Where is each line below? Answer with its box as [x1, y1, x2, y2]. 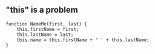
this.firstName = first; [16, 26, 79, 32]
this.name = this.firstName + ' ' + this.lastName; [16, 36, 150, 43]
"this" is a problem [5, 5, 78, 15]
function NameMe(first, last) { [5, 21, 87, 27]
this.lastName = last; [16, 32, 74, 38]
